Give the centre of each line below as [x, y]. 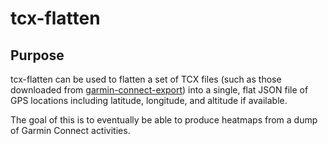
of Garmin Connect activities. [70, 130]
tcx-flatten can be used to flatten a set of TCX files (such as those [146, 79]
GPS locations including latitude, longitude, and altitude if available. [149, 100]
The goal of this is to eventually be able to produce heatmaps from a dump [164, 120]
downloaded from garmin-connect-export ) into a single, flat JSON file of [159, 90]
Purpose [37, 55]
